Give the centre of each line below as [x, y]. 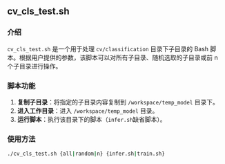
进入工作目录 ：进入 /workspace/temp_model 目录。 [88, 111]
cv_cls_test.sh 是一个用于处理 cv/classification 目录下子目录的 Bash [108, 48]
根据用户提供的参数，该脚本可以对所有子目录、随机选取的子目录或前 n [119, 57]
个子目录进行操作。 [35, 66]
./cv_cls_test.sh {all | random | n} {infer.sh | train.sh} [86, 154]
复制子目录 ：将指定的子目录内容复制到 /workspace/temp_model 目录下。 [118, 102]
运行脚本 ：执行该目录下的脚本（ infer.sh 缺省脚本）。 [92, 119]
